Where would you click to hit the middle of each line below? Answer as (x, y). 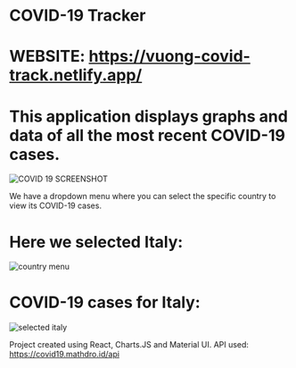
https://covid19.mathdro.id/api (65, 355)
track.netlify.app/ (76, 75)
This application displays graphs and (148, 116)
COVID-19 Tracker (78, 16)
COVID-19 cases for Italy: (105, 302)
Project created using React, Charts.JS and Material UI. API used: (129, 345)
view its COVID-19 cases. (56, 205)
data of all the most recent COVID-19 (147, 135)
